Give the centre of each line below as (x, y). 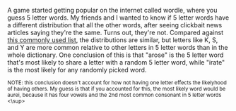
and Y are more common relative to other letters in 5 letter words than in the (118, 47)
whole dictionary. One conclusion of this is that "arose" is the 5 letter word (116, 55)
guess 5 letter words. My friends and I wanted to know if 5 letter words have (118, 18)
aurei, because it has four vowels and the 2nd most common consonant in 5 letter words (114, 95)
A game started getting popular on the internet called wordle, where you (112, 10)
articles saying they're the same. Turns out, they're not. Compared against (116, 32)
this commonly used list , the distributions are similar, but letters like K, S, (113, 40)
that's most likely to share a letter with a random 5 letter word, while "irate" (116, 62)
